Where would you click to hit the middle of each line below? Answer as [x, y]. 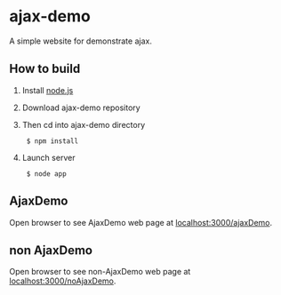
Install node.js [48, 90]
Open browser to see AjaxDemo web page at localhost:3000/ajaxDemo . [141, 222]
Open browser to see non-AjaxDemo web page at [100, 272]
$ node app [46, 174]
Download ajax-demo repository [81, 108]
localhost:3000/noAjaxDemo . [63, 281]
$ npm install [52, 141]
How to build [45, 69]
